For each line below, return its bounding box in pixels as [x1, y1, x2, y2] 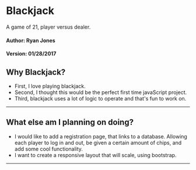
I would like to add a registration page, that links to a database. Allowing [14, 133, 188, 140]
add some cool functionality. [14, 145, 83, 152]
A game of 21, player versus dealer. [6, 23, 91, 30]
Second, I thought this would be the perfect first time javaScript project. [14, 89, 187, 96]
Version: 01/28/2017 [6, 50, 57, 57]
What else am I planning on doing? [6, 117, 134, 127]
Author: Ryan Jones [6, 37, 55, 44]
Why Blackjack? [6, 67, 66, 77]
